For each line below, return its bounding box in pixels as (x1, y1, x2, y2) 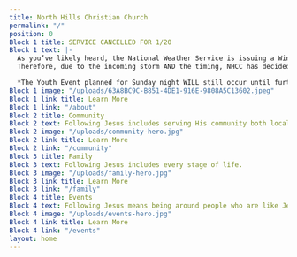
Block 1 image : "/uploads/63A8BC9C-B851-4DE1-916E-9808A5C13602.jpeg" (9, 86, 275, 95)
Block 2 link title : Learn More (9, 136, 128, 145)
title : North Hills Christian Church (9, 12, 148, 22)
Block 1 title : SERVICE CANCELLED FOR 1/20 (9, 37, 172, 47)
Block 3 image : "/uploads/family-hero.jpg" (9, 169, 172, 178)
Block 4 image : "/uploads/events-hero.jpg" (9, 209, 172, 218)
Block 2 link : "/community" (9, 144, 113, 153)
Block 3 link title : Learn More (9, 177, 128, 185)
